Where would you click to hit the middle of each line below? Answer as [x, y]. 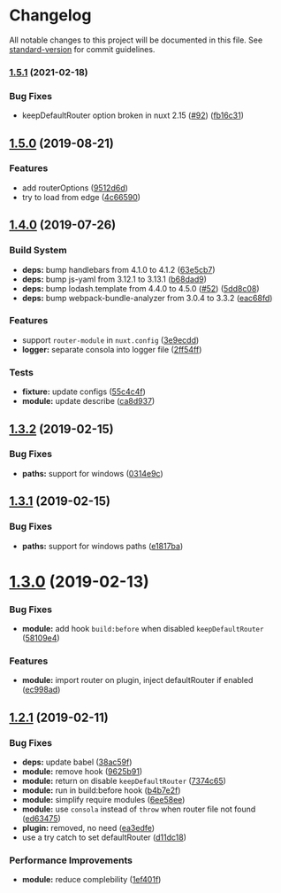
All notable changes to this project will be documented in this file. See [136, 40]
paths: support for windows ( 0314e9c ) [92, 473]
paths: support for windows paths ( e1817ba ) [103, 546]
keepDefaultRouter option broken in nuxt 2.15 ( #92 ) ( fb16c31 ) [133, 115]
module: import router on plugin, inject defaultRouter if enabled [137, 680]
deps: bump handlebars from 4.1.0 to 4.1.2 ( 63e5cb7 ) [118, 269]
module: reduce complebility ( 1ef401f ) [91, 880]
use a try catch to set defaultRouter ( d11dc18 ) [104, 837]
